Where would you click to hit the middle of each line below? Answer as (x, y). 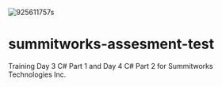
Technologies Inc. (37, 74)
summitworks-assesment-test (111, 44)
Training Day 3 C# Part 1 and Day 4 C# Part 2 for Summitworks (111, 66)
